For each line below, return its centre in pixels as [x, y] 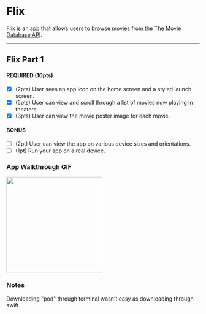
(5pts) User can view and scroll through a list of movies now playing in [104, 102]
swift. [13, 305]
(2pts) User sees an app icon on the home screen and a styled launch [103, 89]
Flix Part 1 [25, 60]
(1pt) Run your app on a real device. [60, 151]
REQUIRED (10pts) [30, 75]
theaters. [27, 109]
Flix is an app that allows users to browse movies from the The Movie [94, 28]
